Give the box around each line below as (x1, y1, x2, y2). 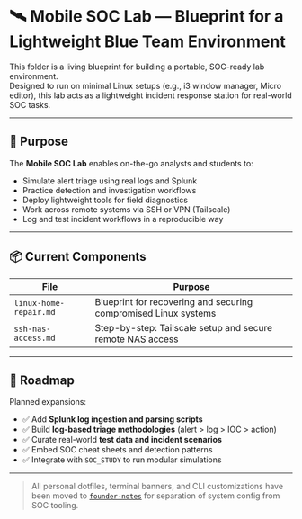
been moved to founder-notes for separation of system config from (31, 490, 280, 501)
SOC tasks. (9, 99, 51, 110)
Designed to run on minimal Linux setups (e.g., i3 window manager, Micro (9, 80, 282, 91)
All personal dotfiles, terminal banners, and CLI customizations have (31, 481, 284, 492)
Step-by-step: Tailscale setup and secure (94, 321, 272, 334)
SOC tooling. (31, 500, 79, 511)
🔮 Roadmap (9, 372, 75, 388)
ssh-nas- (13, 324, 51, 334)
